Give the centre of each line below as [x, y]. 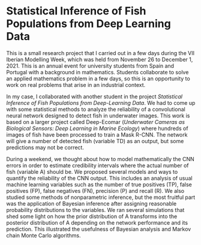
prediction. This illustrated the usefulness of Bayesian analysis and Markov [99, 229]
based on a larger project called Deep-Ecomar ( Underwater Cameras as [95, 122]
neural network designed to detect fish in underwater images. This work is [98, 116]
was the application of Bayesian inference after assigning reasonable [91, 203]
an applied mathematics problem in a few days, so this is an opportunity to [98, 78]
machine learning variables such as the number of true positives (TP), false [99, 184]
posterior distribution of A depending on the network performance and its [97, 222]
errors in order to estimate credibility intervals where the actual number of [97, 165]
